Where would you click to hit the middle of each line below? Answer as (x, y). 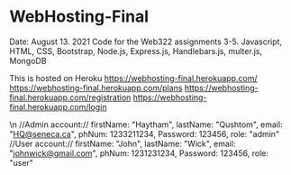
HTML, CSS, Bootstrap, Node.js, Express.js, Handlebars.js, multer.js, (136, 51)
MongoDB (28, 60)
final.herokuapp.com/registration (70, 97)
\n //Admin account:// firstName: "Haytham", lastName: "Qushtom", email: (146, 124)
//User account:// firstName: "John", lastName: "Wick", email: (123, 143)
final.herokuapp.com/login (58, 106)
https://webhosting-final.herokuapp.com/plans (96, 87)
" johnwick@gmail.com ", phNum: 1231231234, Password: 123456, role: (139, 153)
